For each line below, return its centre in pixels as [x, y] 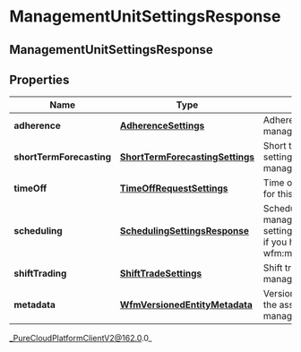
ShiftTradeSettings [161, 273]
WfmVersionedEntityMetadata [186, 305]
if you [275, 242]
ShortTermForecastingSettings [187, 157]
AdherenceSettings [162, 125]
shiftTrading [40, 273]
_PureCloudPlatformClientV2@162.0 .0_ [81, 339]
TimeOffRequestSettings [174, 188]
